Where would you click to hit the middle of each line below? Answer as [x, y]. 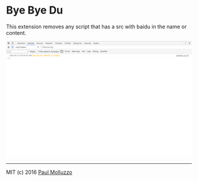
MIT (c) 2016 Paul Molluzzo [39, 172]
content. [16, 32]
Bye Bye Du [35, 10]
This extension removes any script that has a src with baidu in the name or [96, 27]
